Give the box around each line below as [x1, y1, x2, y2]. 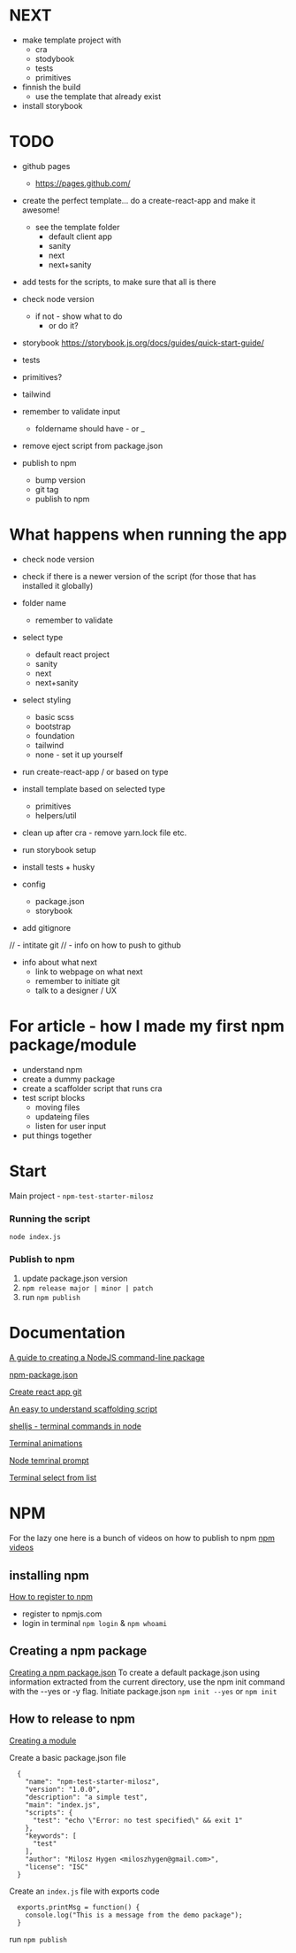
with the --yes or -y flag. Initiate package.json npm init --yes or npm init [9, 1686, 277, 1696]
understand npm [21, 1064, 83, 1074]
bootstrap [34, 721, 72, 732]
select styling [21, 694, 72, 705]
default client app [48, 231, 113, 242]
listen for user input [34, 1120, 107, 1131]
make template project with [21, 35, 122, 45]
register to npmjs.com [21, 1608, 102, 1619]
